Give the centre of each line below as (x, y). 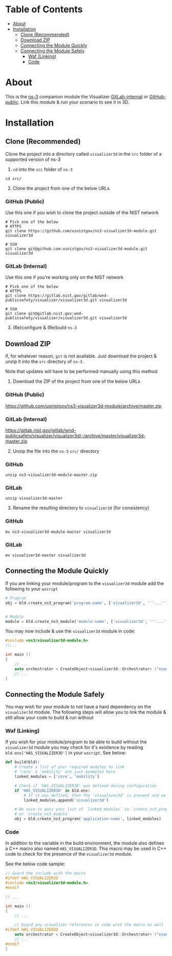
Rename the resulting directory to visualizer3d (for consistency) (81, 508)
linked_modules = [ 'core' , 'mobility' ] (57, 777)
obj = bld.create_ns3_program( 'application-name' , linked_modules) (88, 819)
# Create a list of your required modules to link (70, 767)
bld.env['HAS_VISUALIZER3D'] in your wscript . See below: (66, 753)
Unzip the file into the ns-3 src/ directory (56, 451)
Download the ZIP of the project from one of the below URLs (77, 381)
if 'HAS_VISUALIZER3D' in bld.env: (52, 791)
